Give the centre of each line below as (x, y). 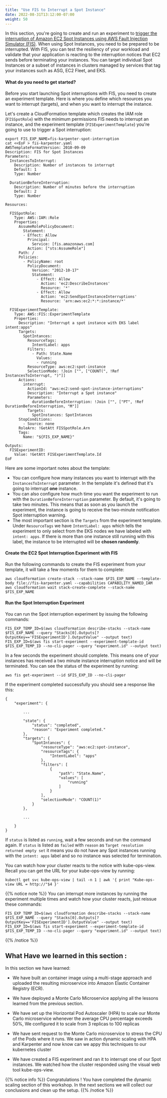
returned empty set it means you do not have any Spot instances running (81, 850)
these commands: (24, 904)
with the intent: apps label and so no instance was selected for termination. (83, 856)
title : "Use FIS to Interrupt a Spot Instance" (56, 10)
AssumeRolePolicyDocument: (46, 226)
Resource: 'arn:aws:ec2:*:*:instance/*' (83, 301)
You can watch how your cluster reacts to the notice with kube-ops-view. (81, 865)
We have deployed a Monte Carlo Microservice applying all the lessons (85, 998)
